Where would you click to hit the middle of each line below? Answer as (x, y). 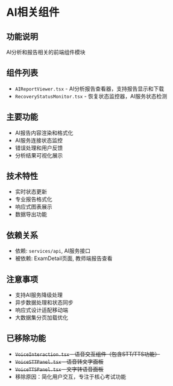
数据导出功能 (31, 214)
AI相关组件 (33, 12)
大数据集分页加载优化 (41, 318)
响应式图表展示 (33, 207)
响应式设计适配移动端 (41, 310)
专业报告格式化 (33, 199)
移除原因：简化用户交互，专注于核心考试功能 (71, 376)
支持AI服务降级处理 (39, 295)
